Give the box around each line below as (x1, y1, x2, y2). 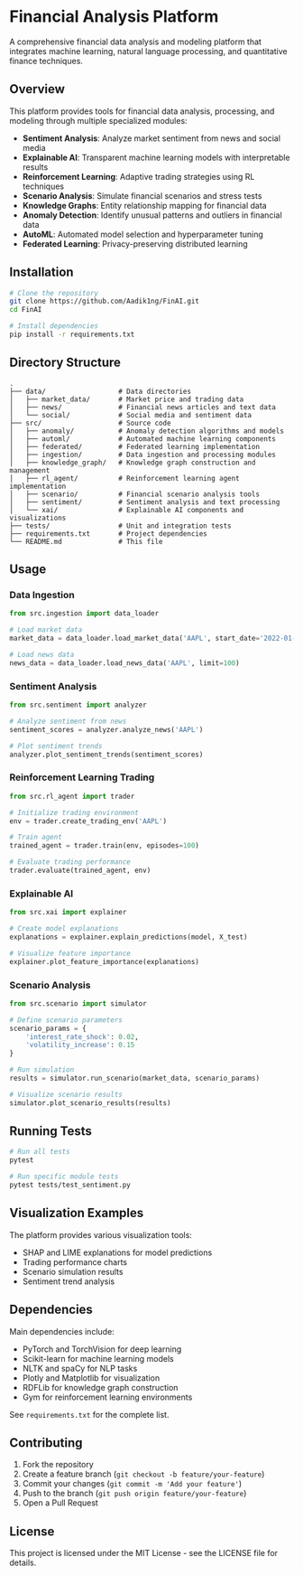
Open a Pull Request (22, 1497, 99, 1508)
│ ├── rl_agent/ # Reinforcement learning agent (9, 473, 241, 483)
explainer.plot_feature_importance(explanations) (9, 957, 200, 966)
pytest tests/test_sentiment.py (9, 1181, 131, 1190)
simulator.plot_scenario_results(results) (9, 1098, 171, 1108)
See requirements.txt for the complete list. (9, 1409, 170, 1420)
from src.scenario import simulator (9, 998, 147, 1008)
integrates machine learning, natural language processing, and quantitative (9, 45, 288, 56)
